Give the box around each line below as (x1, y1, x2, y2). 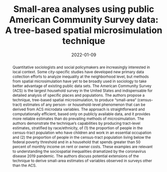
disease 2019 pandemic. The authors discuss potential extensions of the (12, 153, 139, 159)
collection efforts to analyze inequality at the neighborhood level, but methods (12, 74, 149, 79)
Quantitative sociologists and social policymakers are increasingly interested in (12, 64, 151, 70)
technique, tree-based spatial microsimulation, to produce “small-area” (12, 97, 137, 103)
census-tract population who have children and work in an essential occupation (12, 130, 152, 135)
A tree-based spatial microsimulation (5, 25, 163, 36)
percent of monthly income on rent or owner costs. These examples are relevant (12, 144, 153, 149)
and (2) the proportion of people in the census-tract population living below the (12, 135, 151, 140)
